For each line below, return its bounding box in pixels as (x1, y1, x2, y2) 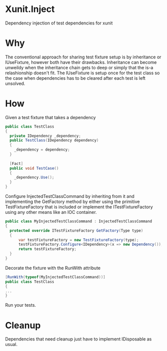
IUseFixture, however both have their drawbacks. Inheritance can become (5, 59, 157, 65)
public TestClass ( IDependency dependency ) (9, 138, 99, 143)
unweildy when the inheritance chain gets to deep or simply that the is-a (5, 64, 154, 70)
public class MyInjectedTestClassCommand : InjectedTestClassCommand (5, 219, 153, 224)
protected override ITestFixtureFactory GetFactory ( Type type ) (9, 228, 143, 233)
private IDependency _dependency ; (9, 133, 81, 138)
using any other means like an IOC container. (5, 209, 97, 215)
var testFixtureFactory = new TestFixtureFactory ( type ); (18, 237, 139, 242)
